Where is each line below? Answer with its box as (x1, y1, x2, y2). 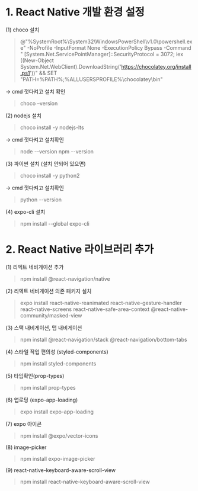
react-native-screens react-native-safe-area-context (20, 306, 150, 313)
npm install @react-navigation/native (20, 275, 110, 282)
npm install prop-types (20, 384, 76, 391)
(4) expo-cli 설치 (5, 208, 46, 215)
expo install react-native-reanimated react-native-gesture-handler (20, 299, 182, 306)
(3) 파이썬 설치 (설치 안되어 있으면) (5, 160, 87, 167)
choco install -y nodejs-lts (20, 124, 84, 131)
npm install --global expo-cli (20, 220, 90, 227)
